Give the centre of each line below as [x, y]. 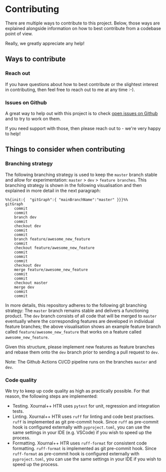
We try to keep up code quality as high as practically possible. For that [78, 390]
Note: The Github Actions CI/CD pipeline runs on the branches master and [81, 361]
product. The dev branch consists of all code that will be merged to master [81, 315]
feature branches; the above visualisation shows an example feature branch [83, 326]
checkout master [31, 283]
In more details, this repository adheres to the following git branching [76, 305]
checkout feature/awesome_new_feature [54, 248]
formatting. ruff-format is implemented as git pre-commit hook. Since [84, 448]
